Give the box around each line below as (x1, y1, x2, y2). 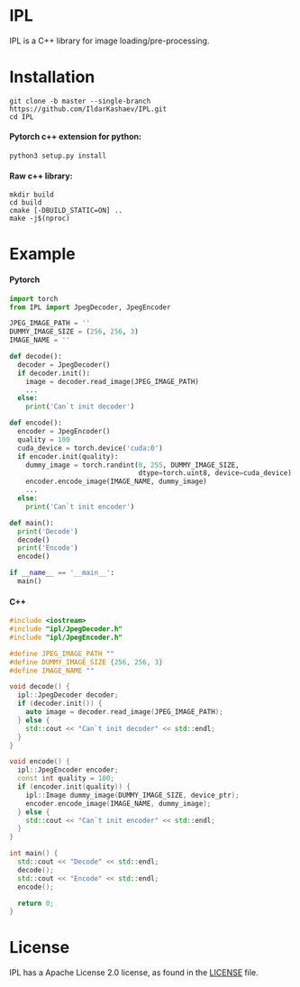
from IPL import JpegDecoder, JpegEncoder (9, 303, 171, 312)
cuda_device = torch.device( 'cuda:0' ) (17, 443, 164, 452)
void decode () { (9, 682, 70, 691)
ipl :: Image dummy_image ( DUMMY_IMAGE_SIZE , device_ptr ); (25, 791, 241, 800)
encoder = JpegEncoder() (17, 427, 111, 436)
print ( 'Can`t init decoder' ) (25, 402, 135, 411)
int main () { (9, 849, 59, 858)
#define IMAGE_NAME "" (9, 666, 95, 675)
